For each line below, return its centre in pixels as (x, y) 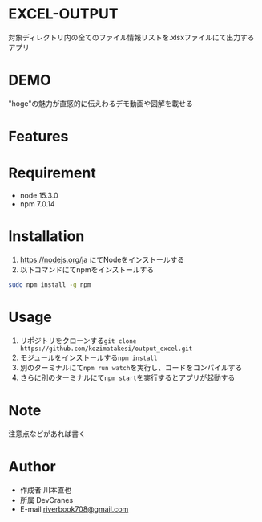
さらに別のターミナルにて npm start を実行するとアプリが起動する (127, 377)
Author (32, 466)
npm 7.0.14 (37, 204)
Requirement (52, 173)
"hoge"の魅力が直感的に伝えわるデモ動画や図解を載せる (101, 103)
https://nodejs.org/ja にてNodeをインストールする (102, 259)
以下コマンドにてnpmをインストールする (87, 269)
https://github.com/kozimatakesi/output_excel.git (106, 349)
